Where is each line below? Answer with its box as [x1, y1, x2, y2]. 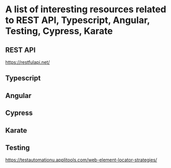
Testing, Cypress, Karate [5, 26, 113, 37]
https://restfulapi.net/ [5, 59, 50, 65]
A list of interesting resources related [5, 4, 166, 15]
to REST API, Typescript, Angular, [5, 14, 150, 26]
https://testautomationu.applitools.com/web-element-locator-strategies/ [5, 157, 157, 163]
